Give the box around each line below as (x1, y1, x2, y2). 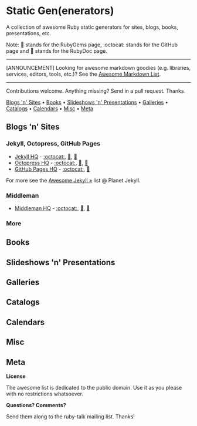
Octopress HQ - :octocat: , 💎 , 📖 (14, 159, 89, 166)
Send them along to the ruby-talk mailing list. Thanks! (6, 413, 135, 420)
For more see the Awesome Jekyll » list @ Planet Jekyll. (6, 177, 141, 184)
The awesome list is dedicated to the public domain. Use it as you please (6, 384, 182, 391)
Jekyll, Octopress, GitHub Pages (6, 140, 101, 148)
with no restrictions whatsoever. (6, 390, 84, 397)
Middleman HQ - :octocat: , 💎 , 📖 (14, 204, 90, 212)
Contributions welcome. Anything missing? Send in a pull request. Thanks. (6, 87, 186, 94)
